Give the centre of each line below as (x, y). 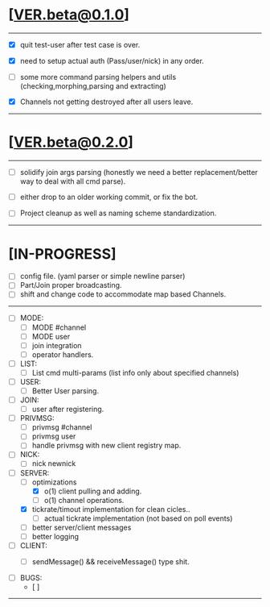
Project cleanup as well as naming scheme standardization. (118, 213)
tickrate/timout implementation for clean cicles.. (111, 509)
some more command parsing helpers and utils (98, 77)
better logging (55, 536)
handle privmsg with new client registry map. (106, 446)
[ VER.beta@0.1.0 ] (69, 15)
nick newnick (54, 464)
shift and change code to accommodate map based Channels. (123, 294)
